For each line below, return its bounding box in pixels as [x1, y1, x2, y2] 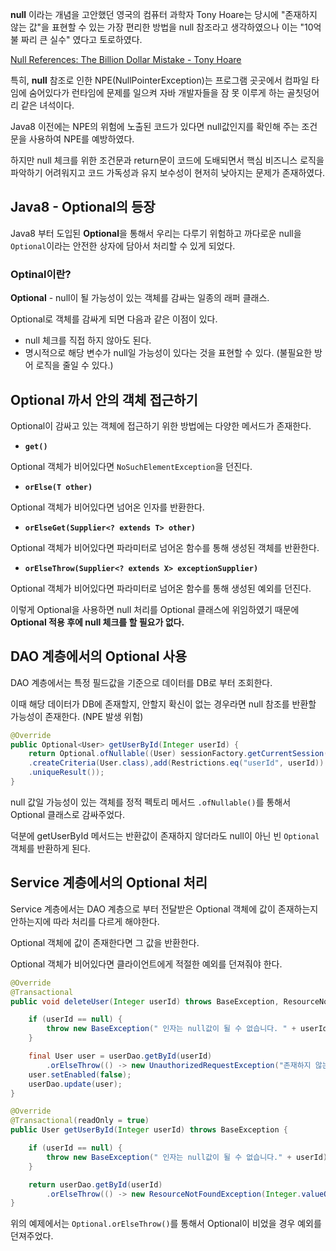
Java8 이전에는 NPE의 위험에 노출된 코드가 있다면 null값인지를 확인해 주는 [10, 121, 300, 132]
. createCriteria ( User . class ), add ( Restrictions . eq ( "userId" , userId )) [28, 758, 325, 768]
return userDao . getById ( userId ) [28, 1179, 163, 1190]
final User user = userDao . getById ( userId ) [28, 1051, 213, 1062]
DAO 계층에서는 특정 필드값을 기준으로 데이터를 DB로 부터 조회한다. [10, 676, 273, 688]
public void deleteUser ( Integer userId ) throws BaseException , [10, 996, 280, 1007]
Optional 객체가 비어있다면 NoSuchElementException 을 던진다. [10, 460, 253, 472]
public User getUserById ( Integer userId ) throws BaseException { [10, 1125, 288, 1135]
